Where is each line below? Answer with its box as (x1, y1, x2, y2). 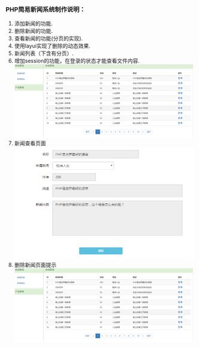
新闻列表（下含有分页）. (14, 50, 74, 57)
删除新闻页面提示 (14, 261, 57, 268)
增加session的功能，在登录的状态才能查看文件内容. (14, 57, 140, 64)
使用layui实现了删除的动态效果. (14, 42, 91, 50)
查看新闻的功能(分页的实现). (14, 35, 83, 42)
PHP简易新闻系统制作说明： (5, 5, 86, 13)
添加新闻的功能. (14, 20, 53, 27)
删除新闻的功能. (14, 27, 53, 35)
